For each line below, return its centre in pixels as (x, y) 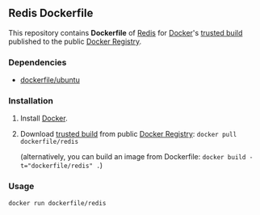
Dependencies (38, 62)
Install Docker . (44, 118)
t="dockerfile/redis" (56, 166)
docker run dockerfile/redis (57, 203)
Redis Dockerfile (51, 13)
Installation (31, 101)
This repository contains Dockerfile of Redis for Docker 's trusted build (126, 32)
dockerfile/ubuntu (50, 80)
